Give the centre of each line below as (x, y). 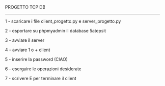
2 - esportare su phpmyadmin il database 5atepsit (56, 31)
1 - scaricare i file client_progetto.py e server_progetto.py (63, 21)
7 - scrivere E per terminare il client (41, 78)
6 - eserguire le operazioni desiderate (43, 69)
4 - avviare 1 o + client (28, 50)
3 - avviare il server (25, 40)
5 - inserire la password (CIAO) (36, 59)
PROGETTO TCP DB (25, 7)
